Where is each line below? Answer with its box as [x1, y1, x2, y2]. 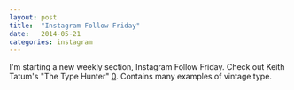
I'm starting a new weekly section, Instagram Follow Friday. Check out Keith [9, 62, 285, 72]
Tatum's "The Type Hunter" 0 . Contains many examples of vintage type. [9, 71, 273, 82]
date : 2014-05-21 [9, 29, 81, 38]
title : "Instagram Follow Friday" [9, 21, 141, 30]
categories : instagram [9, 37, 93, 47]
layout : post [9, 12, 58, 22]
